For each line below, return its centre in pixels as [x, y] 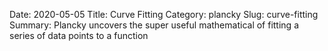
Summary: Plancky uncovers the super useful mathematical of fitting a [154, 25]
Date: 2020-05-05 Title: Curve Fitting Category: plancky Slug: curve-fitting [164, 14]
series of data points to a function [79, 35]
